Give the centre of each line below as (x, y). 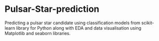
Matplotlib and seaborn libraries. (38, 33)
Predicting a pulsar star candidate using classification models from (73, 23)
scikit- (148, 23)
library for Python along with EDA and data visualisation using (79, 28)
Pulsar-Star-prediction (52, 9)
